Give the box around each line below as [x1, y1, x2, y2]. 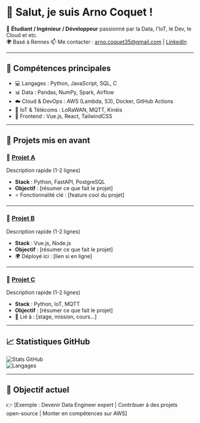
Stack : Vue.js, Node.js [14, 239, 71, 247]
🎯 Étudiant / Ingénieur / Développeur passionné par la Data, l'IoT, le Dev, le [6, 25, 192, 32]
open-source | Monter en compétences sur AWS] [6, 409, 127, 417]
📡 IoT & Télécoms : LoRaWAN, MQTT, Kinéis [14, 106, 123, 113]
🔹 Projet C [6, 275, 36, 283]
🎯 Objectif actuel [6, 385, 70, 395]
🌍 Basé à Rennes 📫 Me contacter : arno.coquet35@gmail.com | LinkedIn [6, 38, 187, 45]
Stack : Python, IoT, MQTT [14, 301, 80, 308]
